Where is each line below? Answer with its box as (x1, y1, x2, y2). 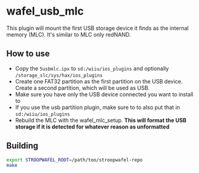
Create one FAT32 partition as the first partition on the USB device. (15, 77, 183, 85)
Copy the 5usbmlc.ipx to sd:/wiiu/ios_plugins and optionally (15, 65, 169, 72)
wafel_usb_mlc (6, 4, 84, 18)
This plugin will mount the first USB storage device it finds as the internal (6, 24, 189, 32)
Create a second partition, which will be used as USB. (15, 84, 150, 91)
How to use (6, 49, 50, 59)
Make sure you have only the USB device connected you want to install (15, 90, 194, 98)
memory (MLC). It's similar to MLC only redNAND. (6, 30, 131, 38)
